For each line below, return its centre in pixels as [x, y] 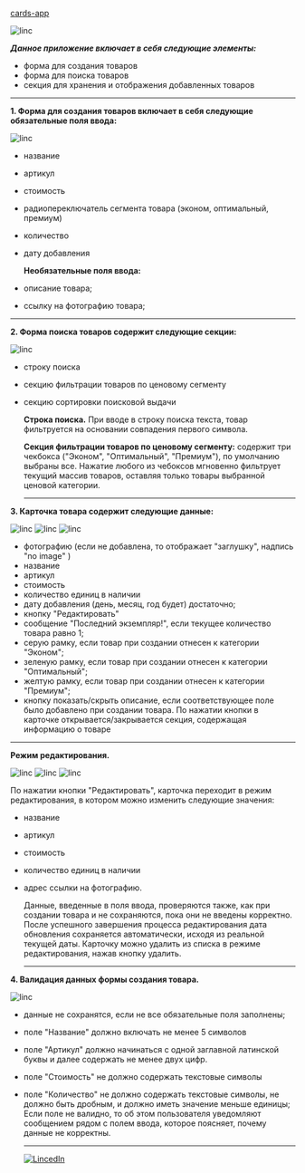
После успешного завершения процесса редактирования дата [145, 924]
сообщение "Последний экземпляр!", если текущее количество [147, 623]
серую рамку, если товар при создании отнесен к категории [141, 643]
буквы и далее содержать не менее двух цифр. [115, 1059]
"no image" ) [47, 556]
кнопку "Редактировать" [71, 614]
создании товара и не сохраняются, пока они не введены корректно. [158, 915]
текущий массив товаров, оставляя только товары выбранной [144, 476]
